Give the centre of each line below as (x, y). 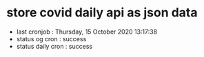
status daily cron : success (54, 46)
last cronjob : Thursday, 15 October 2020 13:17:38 (87, 32)
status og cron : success (51, 38)
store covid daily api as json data (102, 13)
